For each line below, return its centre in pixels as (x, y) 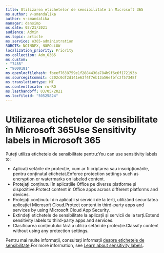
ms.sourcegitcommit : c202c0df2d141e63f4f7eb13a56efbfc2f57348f (71, 78)
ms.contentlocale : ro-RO (31, 87)
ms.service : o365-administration (40, 41)
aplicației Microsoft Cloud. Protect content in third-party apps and (78, 205)
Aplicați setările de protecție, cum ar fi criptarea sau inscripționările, (81, 169)
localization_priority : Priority (40, 50)
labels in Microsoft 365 (53, 141)
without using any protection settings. (51, 231)
